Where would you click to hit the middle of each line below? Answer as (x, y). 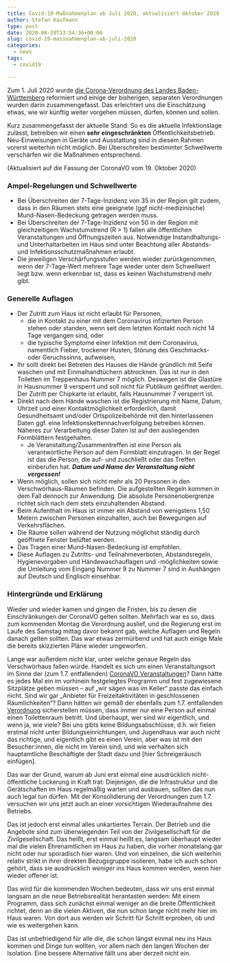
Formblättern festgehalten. (55, 438)
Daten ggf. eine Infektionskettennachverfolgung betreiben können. (111, 423)
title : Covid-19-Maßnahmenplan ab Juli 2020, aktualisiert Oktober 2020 (113, 13)
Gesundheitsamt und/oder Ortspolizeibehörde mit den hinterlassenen (115, 416)
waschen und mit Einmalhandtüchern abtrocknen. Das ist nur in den (113, 372)
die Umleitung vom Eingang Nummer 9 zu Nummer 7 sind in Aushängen (119, 569)
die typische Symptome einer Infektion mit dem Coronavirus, (113, 343)
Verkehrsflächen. (42, 525)
